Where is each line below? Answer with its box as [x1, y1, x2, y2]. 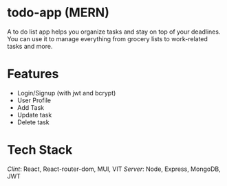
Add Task [17, 103, 45, 111]
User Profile [17, 96, 52, 104]
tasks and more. [7, 42, 53, 50]
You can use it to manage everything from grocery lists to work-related [7, 34, 208, 43]
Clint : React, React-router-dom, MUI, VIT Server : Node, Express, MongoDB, [7, 165, 221, 173]
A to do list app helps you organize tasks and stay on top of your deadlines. [7, 27, 221, 36]
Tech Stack [7, 142, 73, 158]
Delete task [17, 118, 50, 126]
